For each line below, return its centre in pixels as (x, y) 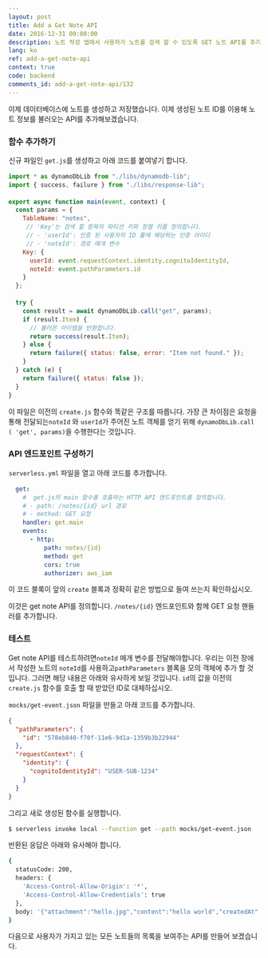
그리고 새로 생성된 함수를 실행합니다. (65, 813)
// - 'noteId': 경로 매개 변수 (73, 243)
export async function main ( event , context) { (87, 202)
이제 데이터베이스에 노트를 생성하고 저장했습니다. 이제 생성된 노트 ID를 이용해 (128, 108)
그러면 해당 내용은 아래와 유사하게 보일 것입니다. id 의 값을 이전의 (132, 677)
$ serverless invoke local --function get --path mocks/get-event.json (130, 829)
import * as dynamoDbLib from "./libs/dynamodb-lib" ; (100, 176)
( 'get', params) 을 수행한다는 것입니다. (72, 432)
